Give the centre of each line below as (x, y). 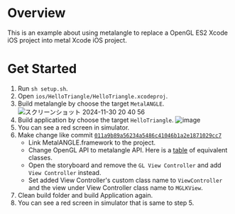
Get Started (42, 69)
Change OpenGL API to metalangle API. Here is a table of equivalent (128, 150)
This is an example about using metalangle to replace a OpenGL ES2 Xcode (118, 33)
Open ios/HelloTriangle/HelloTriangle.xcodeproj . (93, 96)
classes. (40, 157)
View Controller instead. (65, 172)
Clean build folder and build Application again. (85, 195)
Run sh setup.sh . (43, 88)
